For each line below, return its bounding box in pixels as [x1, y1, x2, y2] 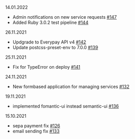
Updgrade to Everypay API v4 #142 [12, 39, 86, 45]
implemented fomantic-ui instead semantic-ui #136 [12, 103, 119, 109]
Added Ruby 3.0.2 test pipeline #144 [12, 20, 88, 25]
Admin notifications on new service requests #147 [12, 14, 117, 20]
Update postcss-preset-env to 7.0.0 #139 [12, 44, 99, 50]
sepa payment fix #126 [12, 123, 61, 128]
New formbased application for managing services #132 [12, 83, 130, 89]
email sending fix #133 [12, 128, 60, 134]
